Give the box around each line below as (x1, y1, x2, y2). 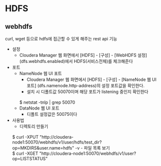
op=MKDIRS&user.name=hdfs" (12, 145, 74, 151)
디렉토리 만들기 (19, 124, 49, 129)
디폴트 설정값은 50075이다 (26, 111, 77, 117)
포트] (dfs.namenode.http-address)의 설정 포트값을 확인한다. (26, 83, 145, 88)
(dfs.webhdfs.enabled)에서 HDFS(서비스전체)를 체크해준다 (19, 58, 133, 64)
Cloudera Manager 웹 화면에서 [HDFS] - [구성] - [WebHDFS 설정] (19, 52, 147, 58)
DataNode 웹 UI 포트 (19, 105, 60, 111)
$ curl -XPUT (12, 134, 39, 140)
